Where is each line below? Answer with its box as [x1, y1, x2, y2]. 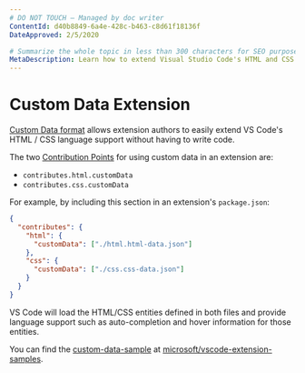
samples [9, 353, 42, 364]
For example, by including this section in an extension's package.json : [9, 197, 271, 207]
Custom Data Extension [9, 95, 191, 115]
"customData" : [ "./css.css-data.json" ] [33, 265, 184, 274]
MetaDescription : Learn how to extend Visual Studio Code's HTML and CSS [9, 55, 295, 65]
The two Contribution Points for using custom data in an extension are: [9, 152, 274, 163]
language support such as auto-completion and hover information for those [9, 316, 292, 328]
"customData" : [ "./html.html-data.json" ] [33, 239, 193, 248]
